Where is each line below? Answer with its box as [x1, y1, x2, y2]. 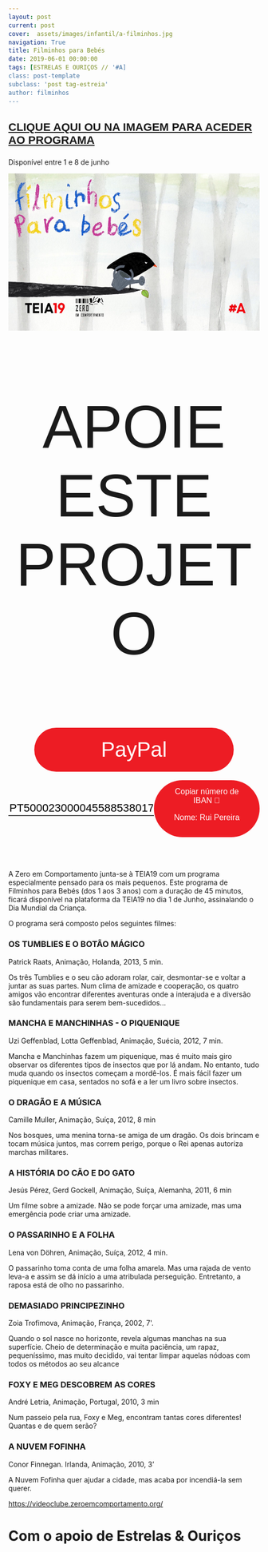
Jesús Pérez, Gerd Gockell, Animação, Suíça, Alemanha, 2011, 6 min [8, 1185, 232, 1195]
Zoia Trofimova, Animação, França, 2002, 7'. [8, 1319, 154, 1328]
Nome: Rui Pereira [174, 813, 240, 822]
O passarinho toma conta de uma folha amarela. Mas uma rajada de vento [8, 1263, 251, 1272]
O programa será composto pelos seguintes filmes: [8, 919, 177, 929]
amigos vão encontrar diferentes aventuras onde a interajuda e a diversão [8, 989, 251, 999]
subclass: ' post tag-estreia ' [8, 80, 109, 88]
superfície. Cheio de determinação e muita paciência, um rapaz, [8, 1343, 219, 1352]
